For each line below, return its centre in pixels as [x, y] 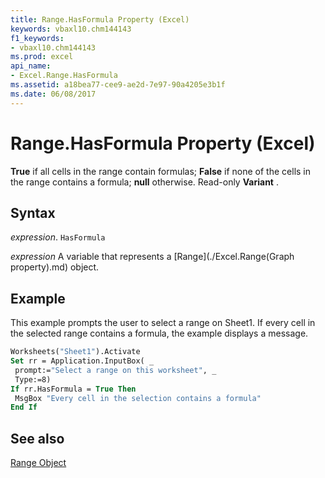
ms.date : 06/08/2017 [53, 94]
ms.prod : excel [42, 57]
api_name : [31, 66]
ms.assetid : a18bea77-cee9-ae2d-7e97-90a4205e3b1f [118, 85]
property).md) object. [55, 267]
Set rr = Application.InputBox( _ [82, 361]
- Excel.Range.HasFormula [64, 76]
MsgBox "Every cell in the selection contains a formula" [138, 398]
